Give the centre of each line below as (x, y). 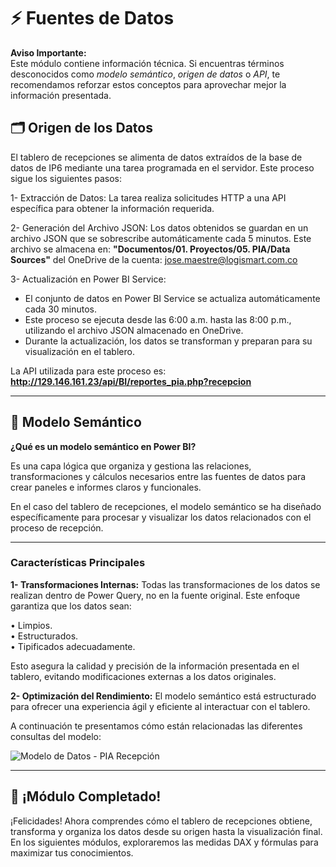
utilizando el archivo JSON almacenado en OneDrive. (134, 330)
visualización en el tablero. (79, 351)
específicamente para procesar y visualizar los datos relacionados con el (161, 517)
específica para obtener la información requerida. (112, 208)
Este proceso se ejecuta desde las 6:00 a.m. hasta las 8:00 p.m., (158, 319)
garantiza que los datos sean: (71, 606)
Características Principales (78, 563)
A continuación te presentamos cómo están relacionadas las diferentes (156, 726)
